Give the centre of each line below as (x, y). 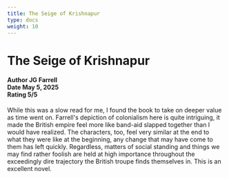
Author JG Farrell (32, 80)
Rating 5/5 (22, 95)
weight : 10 (23, 26)
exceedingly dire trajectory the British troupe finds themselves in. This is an (114, 161)
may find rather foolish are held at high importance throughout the (101, 154)
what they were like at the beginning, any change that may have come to (110, 139)
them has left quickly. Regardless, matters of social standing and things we (113, 146)
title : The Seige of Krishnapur (53, 13)
